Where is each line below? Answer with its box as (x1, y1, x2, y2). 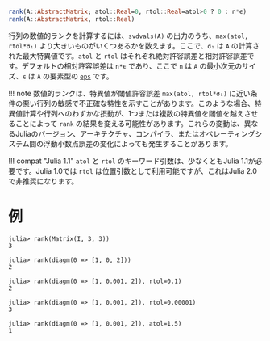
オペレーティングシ (198, 128, 263, 138)
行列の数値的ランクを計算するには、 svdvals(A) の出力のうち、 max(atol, (8, 31, 248, 40)
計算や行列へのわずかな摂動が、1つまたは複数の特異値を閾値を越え (22, 108, 244, 118)
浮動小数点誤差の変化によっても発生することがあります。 (43, 138, 233, 149)
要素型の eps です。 (49, 71, 114, 81)
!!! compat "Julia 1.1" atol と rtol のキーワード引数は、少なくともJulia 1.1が (8, 156, 255, 166)
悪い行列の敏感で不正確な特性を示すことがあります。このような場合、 (22, 98, 255, 108)
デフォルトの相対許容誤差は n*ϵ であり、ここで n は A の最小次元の (21, 61, 243, 70)
